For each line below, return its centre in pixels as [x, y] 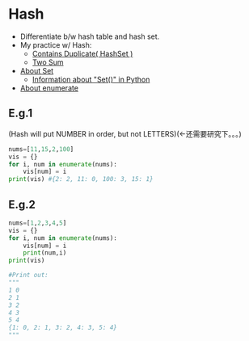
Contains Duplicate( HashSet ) [82, 53]
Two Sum [48, 62]
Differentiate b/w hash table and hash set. [90, 36]
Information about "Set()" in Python [91, 79]
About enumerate [49, 88]
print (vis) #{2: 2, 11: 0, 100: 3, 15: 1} [81, 179]
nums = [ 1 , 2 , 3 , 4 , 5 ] [38, 223]
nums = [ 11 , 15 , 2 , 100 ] [41, 149]
